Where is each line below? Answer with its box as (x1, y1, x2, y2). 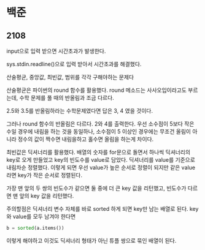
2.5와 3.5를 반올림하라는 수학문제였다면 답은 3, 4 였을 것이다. (6, 107, 153, 114)
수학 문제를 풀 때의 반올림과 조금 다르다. (19, 94, 115, 101)
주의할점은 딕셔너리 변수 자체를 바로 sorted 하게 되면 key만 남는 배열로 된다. (6, 205, 188, 212)
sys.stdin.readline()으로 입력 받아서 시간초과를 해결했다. (6, 61, 142, 67)
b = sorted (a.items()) (6, 225, 64, 231)
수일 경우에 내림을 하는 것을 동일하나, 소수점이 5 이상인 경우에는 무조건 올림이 (6, 128, 191, 135)
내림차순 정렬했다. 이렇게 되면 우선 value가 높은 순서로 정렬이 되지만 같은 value (6, 164, 195, 171)
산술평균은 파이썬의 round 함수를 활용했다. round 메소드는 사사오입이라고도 (6, 86, 187, 94)
